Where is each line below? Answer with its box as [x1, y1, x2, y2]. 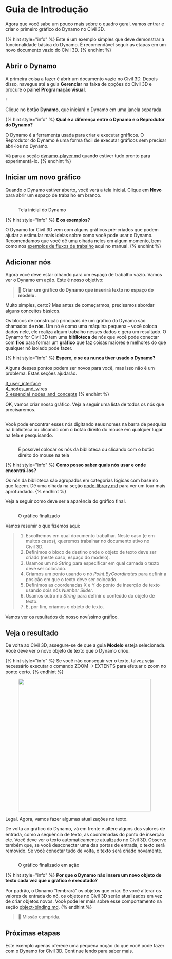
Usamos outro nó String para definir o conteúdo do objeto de [25, 593, 155, 599]
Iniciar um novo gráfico [5, 173, 81, 182]
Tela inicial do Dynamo [18, 207, 66, 213]
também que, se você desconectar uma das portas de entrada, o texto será [5, 842, 165, 848]
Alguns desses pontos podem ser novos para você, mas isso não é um [5, 365, 155, 371]
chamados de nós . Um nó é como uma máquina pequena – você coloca [5, 323, 158, 330]
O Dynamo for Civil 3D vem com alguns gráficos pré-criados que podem [5, 226, 159, 232]
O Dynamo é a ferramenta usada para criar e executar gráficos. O [5, 132, 144, 138]
